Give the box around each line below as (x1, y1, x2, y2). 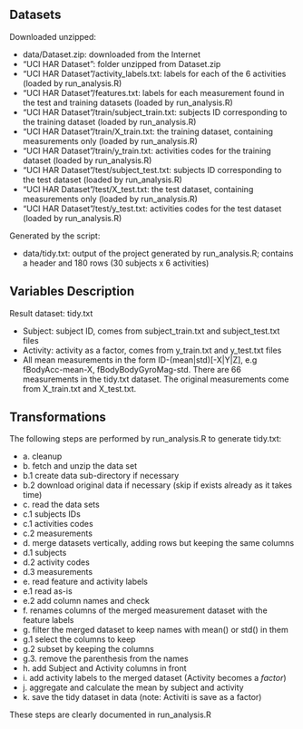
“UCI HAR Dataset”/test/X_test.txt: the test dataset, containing (22, 183, 254, 194)
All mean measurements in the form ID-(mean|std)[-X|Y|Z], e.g (22, 354, 258, 365)
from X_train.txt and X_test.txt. (22, 383, 137, 394)
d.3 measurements (22, 567, 93, 578)
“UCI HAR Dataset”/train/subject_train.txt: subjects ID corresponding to (22, 106, 288, 117)
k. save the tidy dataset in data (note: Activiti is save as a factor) (22, 692, 262, 703)
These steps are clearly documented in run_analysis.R (9, 709, 211, 720)
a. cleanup (22, 451, 63, 462)
